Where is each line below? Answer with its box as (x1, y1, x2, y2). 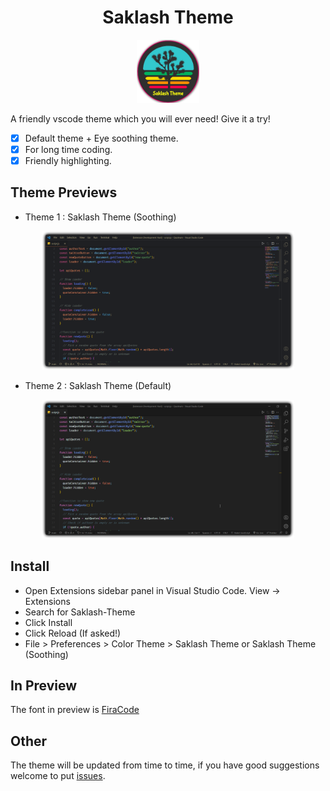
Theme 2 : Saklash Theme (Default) (24, 379, 172, 391)
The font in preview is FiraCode (10, 704, 140, 716)
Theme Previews (10, 184, 118, 201)
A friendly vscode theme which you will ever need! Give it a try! (10, 112, 271, 125)
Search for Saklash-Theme (24, 606, 136, 618)
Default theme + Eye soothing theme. (24, 132, 179, 144)
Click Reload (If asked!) (24, 627, 122, 639)
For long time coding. (24, 143, 113, 155)
